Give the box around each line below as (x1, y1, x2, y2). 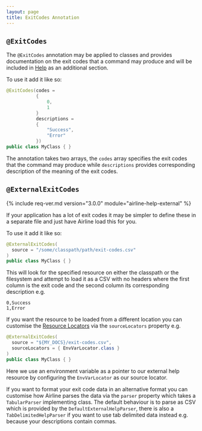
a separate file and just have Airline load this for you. (6, 218, 137, 225)
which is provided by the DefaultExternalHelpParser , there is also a (6, 404, 174, 412)
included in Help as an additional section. (6, 64, 109, 71)
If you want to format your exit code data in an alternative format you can (6, 385, 188, 393)
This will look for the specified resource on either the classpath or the (6, 269, 179, 276)
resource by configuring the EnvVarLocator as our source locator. (6, 374, 168, 381)
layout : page (6, 8, 39, 15)
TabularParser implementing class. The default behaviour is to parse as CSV (6, 398, 196, 406)
